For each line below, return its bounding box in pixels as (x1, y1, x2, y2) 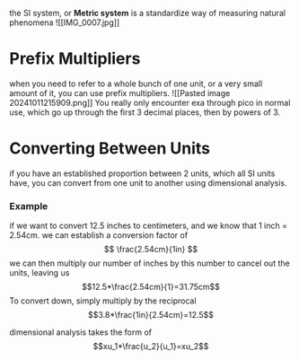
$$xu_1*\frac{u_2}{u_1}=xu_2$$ (92, 341, 209, 352)
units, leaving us (9, 268, 70, 278)
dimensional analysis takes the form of (9, 327, 153, 338)
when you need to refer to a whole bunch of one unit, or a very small (9, 78, 263, 89)
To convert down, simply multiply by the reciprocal (9, 295, 197, 306)
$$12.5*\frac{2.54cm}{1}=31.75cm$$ (82, 282, 220, 293)
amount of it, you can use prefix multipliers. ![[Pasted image (9, 87, 231, 98)
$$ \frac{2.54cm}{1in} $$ (103, 244, 198, 255)
